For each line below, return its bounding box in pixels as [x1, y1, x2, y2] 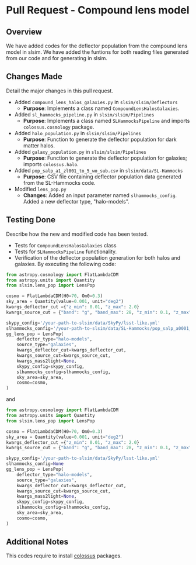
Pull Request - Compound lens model [6, 4, 190, 17]
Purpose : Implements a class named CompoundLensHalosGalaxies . [23, 105, 180, 112]
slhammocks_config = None [6, 461, 64, 467]
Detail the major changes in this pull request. [6, 87, 114, 94]
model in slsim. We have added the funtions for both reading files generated [6, 49, 189, 56]
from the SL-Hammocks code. [23, 179, 96, 186]
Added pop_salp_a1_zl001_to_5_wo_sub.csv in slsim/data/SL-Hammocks [14, 167, 183, 174]
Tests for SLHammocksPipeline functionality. [14, 248, 117, 255]
